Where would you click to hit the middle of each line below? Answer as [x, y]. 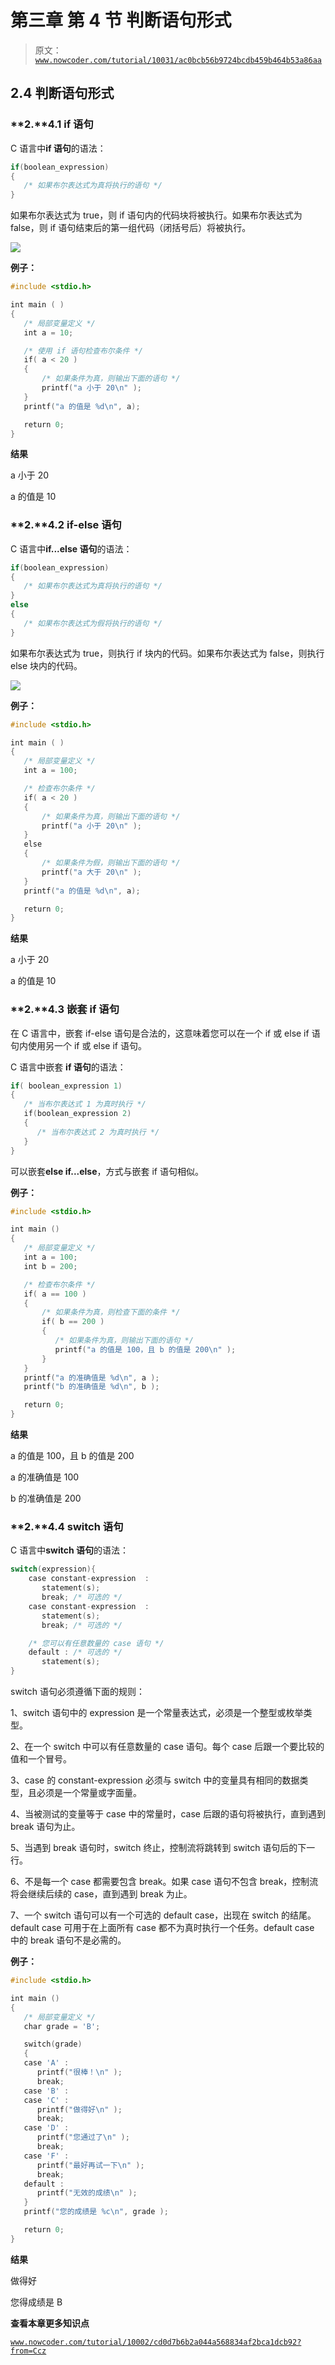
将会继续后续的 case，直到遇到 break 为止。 [101, 1894]
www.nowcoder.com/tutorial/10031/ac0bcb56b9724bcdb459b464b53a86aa [178, 60]
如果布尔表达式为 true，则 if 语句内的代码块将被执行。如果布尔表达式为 [156, 215]
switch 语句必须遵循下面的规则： [77, 1692]
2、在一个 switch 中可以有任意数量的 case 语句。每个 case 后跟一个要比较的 [167, 1747]
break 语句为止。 [45, 1827]
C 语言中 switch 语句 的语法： [69, 1550]
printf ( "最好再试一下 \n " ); [90, 2165]
